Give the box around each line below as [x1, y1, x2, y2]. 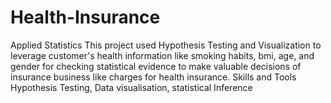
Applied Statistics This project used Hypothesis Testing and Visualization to [10, 39, 322, 51]
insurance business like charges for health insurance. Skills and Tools [10, 71, 297, 83]
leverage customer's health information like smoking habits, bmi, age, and [10, 49, 315, 61]
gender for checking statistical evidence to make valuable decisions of [10, 60, 302, 72]
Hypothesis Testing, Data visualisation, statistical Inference [10, 81, 253, 93]
